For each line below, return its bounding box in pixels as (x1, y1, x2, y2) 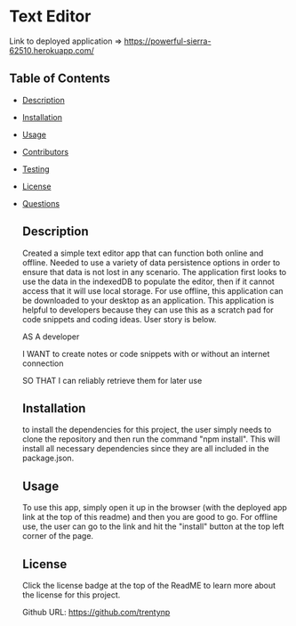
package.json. (21, 452, 75, 464)
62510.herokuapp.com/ (9, 45, 95, 55)
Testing (21, 163, 51, 175)
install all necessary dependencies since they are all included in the (21, 443, 269, 454)
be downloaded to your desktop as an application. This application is (21, 295, 275, 305)
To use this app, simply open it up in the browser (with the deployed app (21, 502, 287, 513)
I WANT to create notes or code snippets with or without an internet (21, 348, 270, 359)
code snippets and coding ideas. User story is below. (21, 313, 217, 324)
